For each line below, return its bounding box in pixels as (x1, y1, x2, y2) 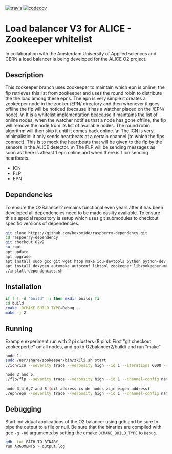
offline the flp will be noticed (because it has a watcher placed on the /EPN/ (5, 106, 165, 112)
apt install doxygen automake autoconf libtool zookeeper (5, 263, 132, 268)
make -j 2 (5, 310, 27, 315)
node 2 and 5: (5, 372, 36, 377)
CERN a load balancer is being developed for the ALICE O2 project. (5, 56, 147, 62)
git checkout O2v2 (5, 240, 45, 245)
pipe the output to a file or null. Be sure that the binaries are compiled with (5, 424, 162, 430)
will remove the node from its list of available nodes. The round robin (5, 122, 150, 128)
